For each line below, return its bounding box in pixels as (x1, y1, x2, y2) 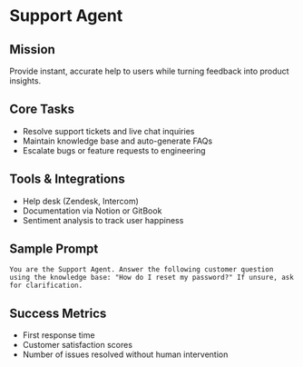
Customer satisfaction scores (22, 340, 133, 351)
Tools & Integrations (9, 172, 125, 187)
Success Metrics (9, 305, 107, 321)
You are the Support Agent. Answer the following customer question (9, 265, 274, 274)
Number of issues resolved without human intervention (22, 349, 229, 360)
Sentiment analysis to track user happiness (22, 214, 184, 225)
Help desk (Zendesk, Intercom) (22, 195, 139, 206)
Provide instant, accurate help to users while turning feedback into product (9, 65, 289, 76)
